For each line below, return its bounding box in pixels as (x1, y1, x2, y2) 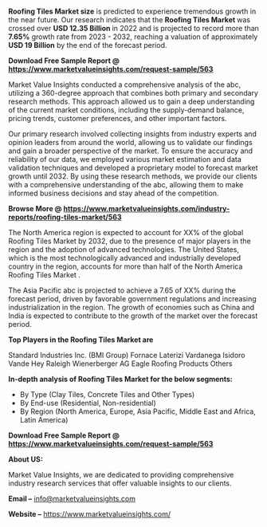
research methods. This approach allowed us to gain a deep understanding (8, 96, 255, 106)
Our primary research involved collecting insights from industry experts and (8, 129, 257, 139)
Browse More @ (8, 204, 62, 213)
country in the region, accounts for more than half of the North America (8, 262, 243, 271)
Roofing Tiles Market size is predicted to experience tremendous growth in (8, 6, 257, 16)
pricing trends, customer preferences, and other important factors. (8, 114, 227, 123)
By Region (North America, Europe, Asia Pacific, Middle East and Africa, (19, 407, 257, 416)
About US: (8, 454, 44, 464)
